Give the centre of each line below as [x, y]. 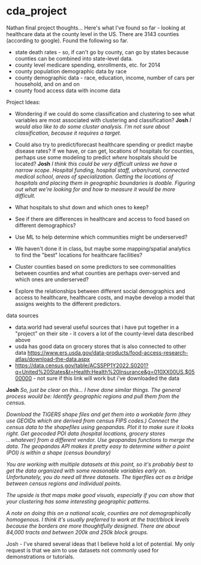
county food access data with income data [68, 90]
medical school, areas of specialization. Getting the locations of [94, 176]
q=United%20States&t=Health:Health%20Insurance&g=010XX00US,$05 [105, 371]
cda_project [37, 11]
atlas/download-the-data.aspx [52, 359]
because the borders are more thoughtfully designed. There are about [93, 526]
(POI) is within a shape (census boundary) [58, 453]
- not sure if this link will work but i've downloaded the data [106, 378]
